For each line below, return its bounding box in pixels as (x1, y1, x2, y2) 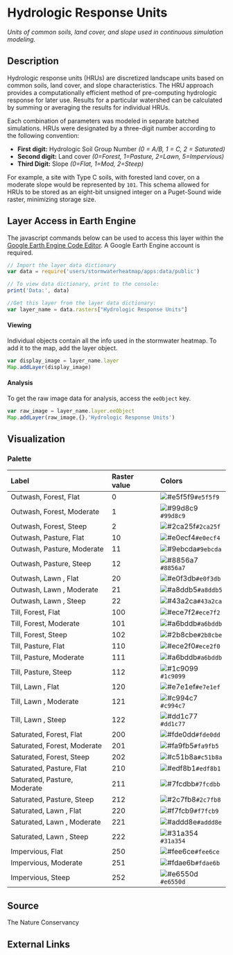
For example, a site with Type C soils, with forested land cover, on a (7, 173, 200, 181)
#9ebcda (196, 546, 222, 553)
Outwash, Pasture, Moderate (10, 544, 104, 554)
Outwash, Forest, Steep (10, 522, 87, 531)
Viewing (7, 321, 32, 329)
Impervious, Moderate (10, 858, 83, 868)
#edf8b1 (196, 765, 221, 773)
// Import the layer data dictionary (7, 261, 116, 268)
